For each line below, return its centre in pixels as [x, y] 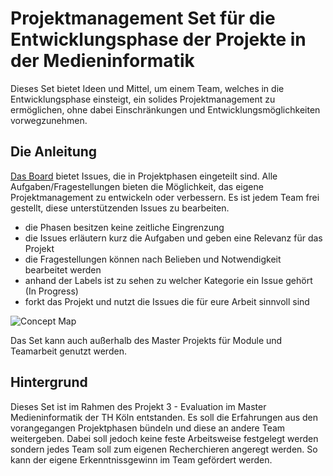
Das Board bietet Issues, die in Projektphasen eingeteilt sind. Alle [144, 176]
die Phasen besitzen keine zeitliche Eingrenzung [124, 227]
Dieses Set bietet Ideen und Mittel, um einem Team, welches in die [147, 88]
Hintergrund [49, 382]
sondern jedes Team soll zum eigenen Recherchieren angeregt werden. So [164, 449]
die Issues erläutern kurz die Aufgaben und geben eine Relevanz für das [173, 238]
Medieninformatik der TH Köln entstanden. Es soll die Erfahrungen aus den [164, 417]
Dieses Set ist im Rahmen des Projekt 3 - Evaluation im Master [138, 406]
